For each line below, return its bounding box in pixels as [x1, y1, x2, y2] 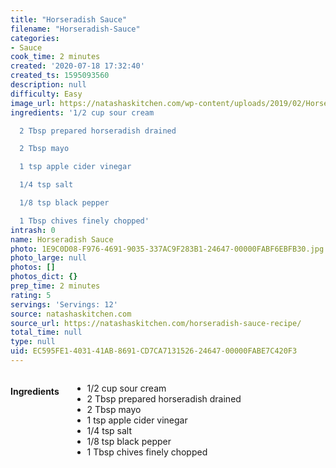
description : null [10, 80, 87, 90]
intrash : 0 [10, 225, 56, 235]
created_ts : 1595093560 [10, 71, 110, 81]
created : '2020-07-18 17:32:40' [10, 61, 145, 71]
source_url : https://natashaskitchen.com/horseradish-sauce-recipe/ [10, 318, 302, 328]
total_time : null [10, 327, 83, 338]
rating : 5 [10, 290, 52, 300]
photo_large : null [10, 253, 87, 263]
